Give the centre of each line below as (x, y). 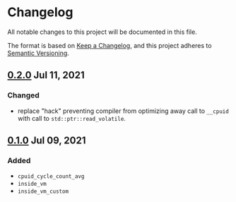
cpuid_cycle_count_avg (51, 177)
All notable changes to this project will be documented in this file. (102, 32)
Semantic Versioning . (38, 53)
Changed (24, 95)
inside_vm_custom (43, 191)
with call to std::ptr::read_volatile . (71, 118)
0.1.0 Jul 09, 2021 (47, 141)
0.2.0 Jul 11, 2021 (46, 75)
